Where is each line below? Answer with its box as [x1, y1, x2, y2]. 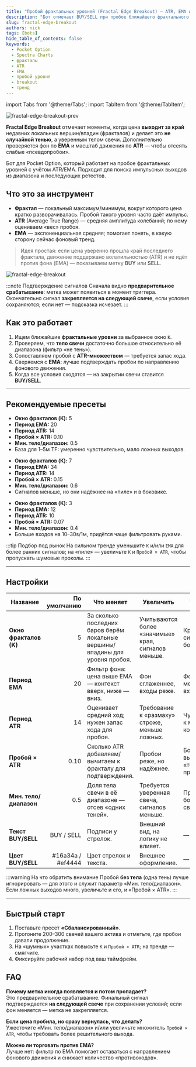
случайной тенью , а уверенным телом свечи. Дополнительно [6, 136, 162, 143]
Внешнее [139, 852, 166, 860]
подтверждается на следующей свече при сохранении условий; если [6, 1000, 182, 1007]
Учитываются [139, 615, 178, 623]
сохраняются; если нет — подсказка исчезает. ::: [6, 301, 129, 308]
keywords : [6, 42, 30, 47]
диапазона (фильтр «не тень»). [14, 346, 92, 353]
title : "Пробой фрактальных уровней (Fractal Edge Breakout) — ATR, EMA [6, 8, 187, 15]
